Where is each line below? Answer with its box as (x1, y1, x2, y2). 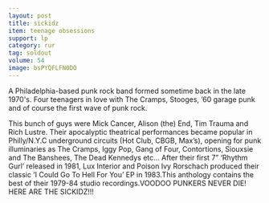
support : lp (8, 34, 48, 43)
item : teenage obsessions (8, 26, 95, 35)
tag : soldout (8, 49, 52, 57)
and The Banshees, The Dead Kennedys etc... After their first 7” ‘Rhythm (8, 152, 248, 162)
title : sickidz (8, 19, 59, 27)
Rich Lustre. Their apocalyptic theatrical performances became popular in (8, 127, 253, 136)
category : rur (8, 42, 56, 50)
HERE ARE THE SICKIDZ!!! (8, 186, 95, 197)
